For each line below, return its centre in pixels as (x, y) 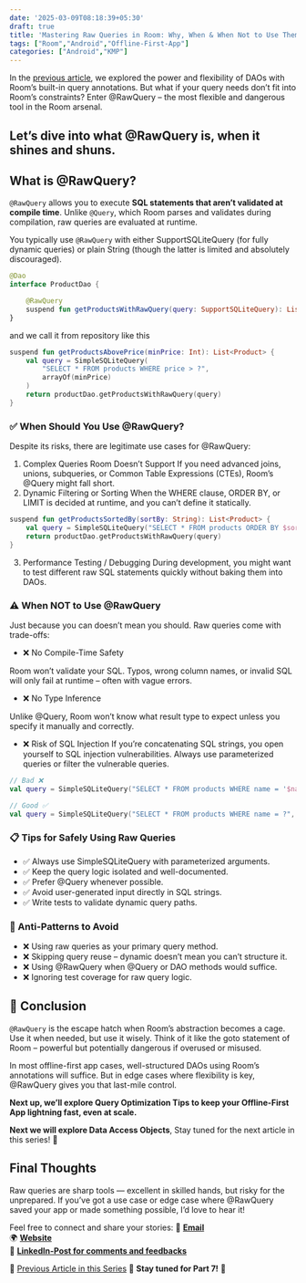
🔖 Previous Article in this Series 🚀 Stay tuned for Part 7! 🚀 (117, 1268)
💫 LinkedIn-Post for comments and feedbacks (98, 1250)
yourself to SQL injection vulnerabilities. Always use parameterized (148, 754)
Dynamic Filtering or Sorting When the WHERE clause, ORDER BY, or (151, 493)
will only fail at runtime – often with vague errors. (101, 680)
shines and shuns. (63, 150)
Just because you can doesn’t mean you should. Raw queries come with (146, 625)
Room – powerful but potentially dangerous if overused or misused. (136, 1048)
